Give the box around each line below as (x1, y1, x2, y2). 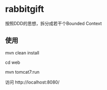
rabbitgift (5, 3, 44, 15)
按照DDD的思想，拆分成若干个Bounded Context (5, 20, 102, 26)
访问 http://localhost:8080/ (5, 79, 60, 85)
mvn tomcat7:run (5, 69, 40, 75)
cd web (5, 59, 21, 65)
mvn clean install (5, 49, 39, 55)
